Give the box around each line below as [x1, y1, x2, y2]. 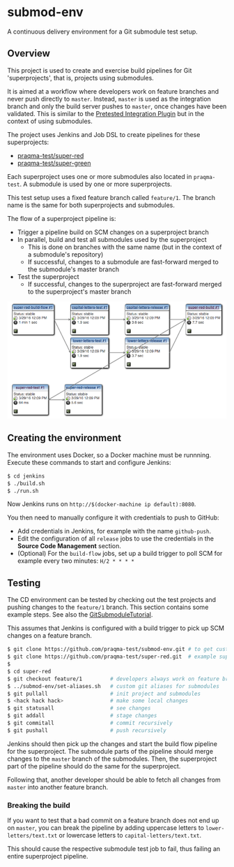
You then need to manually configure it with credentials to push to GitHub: [7, 513, 219, 522]
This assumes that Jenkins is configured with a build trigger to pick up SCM [7, 624, 225, 633]
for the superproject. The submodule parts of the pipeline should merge [7, 747, 214, 755]
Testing [7, 577, 41, 589]
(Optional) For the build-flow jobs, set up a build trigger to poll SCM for [17, 550, 223, 558]
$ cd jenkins [7, 473, 45, 480]
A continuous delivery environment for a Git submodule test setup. [7, 27, 198, 36]
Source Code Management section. [17, 542, 122, 550]
